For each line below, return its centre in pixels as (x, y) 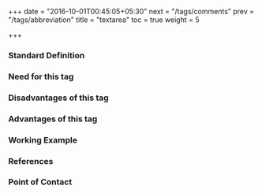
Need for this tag (41, 76)
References (31, 161)
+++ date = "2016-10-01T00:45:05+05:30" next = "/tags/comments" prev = (131, 11)
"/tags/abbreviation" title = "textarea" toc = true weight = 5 (104, 20)
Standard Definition (47, 55)
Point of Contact (40, 182)
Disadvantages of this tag (58, 98)
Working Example (43, 139)
